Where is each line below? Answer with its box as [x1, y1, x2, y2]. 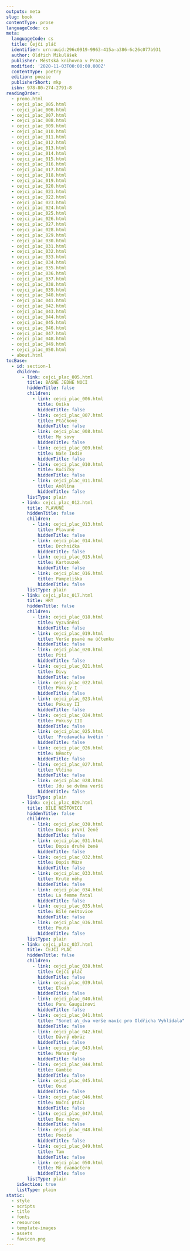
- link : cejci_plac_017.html [21, 592, 93, 599]
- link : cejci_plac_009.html [32, 445, 104, 451]
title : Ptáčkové [37, 418, 77, 424]
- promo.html [11, 96, 43, 102]
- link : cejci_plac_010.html [32, 461, 104, 467]
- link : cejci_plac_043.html [32, 1045, 104, 1051]
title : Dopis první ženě [37, 827, 99, 833]
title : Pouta [37, 925, 69, 931]
